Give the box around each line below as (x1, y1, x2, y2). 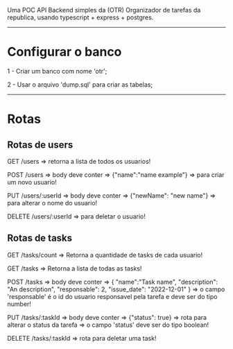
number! (7, 300, 31, 308)
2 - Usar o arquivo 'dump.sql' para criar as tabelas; (7, 80, 153, 89)
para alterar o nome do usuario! (7, 198, 98, 207)
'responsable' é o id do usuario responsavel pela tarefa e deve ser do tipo (7, 292, 218, 300)
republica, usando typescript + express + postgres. (7, 13, 154, 22)
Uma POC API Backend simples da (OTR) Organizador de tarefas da (7, 6, 201, 14)
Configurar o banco (7, 44, 122, 60)
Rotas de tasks (7, 232, 73, 244)
